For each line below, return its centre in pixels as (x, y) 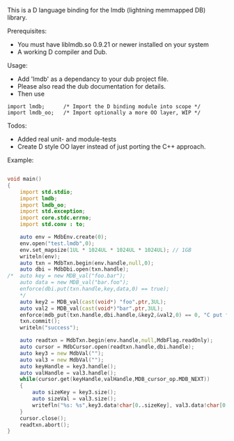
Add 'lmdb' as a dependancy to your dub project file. (93, 79)
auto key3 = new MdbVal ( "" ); (62, 353)
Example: (21, 160)
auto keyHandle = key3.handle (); (68, 366)
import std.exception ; (53, 211)
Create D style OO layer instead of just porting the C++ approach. (111, 147)
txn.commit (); (40, 321)
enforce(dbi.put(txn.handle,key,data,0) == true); (95, 289)
